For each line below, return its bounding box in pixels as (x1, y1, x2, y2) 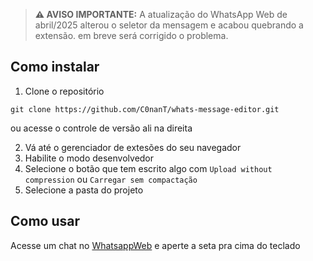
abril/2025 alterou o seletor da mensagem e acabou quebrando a (34, 19, 304, 31)
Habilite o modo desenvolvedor (24, 152, 155, 164)
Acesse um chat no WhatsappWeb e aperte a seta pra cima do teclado (10, 239, 301, 251)
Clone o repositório (24, 85, 105, 97)
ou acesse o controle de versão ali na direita (10, 122, 193, 134)
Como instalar (10, 59, 100, 76)
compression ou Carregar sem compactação (24, 173, 198, 185)
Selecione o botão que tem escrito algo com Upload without (24, 162, 273, 174)
